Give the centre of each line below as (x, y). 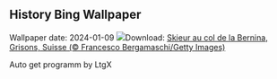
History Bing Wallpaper (75, 15)
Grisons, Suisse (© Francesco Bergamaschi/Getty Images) (117, 47)
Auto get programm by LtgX (61, 64)
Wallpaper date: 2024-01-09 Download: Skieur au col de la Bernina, (139, 37)
